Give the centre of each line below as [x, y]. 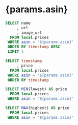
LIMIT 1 [16, 52]
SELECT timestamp [24, 61]
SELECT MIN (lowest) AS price [36, 89]
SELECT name [18, 23]
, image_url [29, 33]
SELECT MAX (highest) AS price [37, 108]
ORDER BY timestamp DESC [34, 47]
